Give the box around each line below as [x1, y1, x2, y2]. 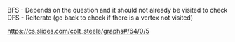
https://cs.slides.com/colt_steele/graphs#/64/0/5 [7, 27, 149, 35]
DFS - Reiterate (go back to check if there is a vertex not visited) [7, 13, 194, 22]
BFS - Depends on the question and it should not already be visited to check [7, 6, 228, 14]
